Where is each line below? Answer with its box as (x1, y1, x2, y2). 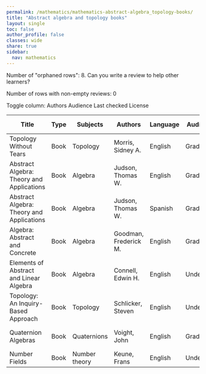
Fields (9, 357, 27, 365)
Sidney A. (113, 145, 142, 154)
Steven (113, 307, 134, 315)
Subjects (77, 120, 104, 129)
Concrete (9, 248, 37, 257)
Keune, (113, 349, 134, 358)
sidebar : (6, 49, 29, 55)
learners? (6, 78, 31, 85)
